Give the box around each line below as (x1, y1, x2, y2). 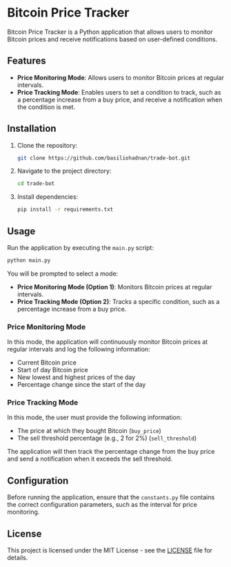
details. (7, 554, 28, 562)
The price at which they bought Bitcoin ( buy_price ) (17, 427, 162, 435)
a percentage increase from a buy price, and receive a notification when (17, 95, 223, 104)
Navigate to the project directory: (17, 167, 112, 175)
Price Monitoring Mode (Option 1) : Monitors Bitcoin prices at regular (17, 282, 212, 291)
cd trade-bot (17, 180, 55, 187)
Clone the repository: (17, 141, 78, 149)
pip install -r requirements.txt (17, 206, 114, 213)
